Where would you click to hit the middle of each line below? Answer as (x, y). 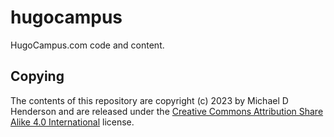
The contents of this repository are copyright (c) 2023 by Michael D (149, 100)
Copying (37, 76)
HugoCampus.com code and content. (87, 45)
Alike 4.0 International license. (72, 122)
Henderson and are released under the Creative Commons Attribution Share (167, 111)
